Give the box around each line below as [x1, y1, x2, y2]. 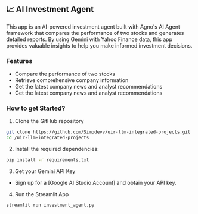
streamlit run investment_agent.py [6, 202, 95, 209]
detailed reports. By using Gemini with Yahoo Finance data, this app [6, 36, 173, 43]
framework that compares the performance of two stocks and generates [6, 29, 184, 36]
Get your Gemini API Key [14, 168, 76, 175]
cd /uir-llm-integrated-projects [6, 135, 89, 141]
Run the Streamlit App [14, 191, 69, 198]
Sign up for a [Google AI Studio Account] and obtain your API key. [14, 180, 177, 187]
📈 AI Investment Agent [6, 4, 94, 14]
